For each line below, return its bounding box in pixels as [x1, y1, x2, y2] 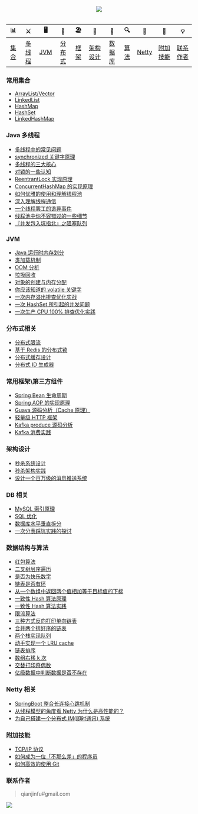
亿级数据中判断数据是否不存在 [14, 669, 87, 676]
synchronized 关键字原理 [14, 153, 75, 160]
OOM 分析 [14, 263, 39, 271]
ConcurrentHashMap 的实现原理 [14, 183, 93, 190]
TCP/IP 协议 [14, 745, 44, 752]
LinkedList [14, 96, 40, 104]
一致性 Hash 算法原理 [14, 595, 67, 602]
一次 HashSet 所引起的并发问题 [14, 301, 90, 308]
